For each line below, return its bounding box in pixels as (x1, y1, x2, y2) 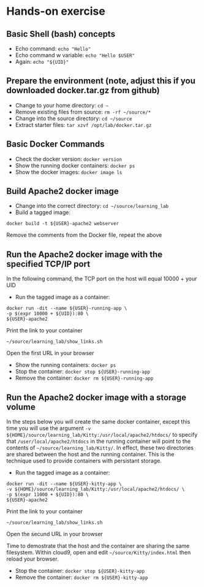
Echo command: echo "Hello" (15, 45, 91, 52)
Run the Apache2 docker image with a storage (6, 392, 187, 402)
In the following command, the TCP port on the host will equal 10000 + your (6, 275, 197, 283)
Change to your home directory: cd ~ (15, 101, 109, 109)
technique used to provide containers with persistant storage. (6, 457, 162, 464)
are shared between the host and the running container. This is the (6, 451, 175, 458)
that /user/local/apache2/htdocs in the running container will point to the (6, 437, 191, 445)
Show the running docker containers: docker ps (15, 161, 135, 169)
